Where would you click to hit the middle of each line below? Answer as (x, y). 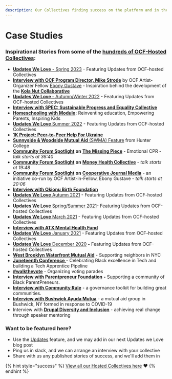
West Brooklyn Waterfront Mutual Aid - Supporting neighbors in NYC (87, 255)
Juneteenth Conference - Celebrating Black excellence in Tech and (84, 261)
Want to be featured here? (38, 329)
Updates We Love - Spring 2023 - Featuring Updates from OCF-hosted (88, 69)
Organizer (23, 86)
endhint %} (17, 371)
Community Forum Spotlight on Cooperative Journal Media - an (82, 173)
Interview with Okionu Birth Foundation (55, 189)
